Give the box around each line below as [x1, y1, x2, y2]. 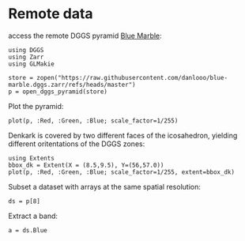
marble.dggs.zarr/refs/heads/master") [8, 81, 136, 88]
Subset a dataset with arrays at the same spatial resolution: [8, 182, 202, 191]
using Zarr [8, 53, 44, 61]
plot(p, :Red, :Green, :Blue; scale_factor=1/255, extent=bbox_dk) [8, 168, 236, 176]
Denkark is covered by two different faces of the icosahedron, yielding [8, 130, 238, 140]
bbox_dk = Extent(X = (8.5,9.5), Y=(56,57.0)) [8, 161, 164, 169]
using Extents [8, 154, 55, 162]
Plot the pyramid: [8, 101, 64, 111]
